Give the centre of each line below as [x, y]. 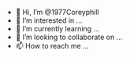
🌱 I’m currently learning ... [58, 29]
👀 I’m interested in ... [49, 20]
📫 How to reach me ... [52, 46]
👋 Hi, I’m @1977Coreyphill [58, 12]
